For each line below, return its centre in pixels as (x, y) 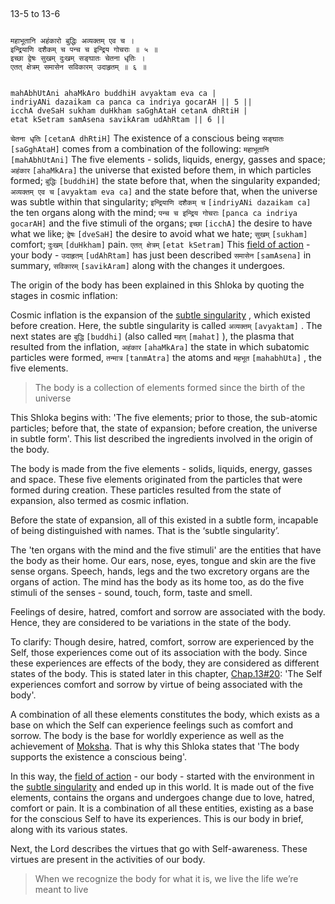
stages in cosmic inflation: (64, 296)
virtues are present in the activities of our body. (108, 860)
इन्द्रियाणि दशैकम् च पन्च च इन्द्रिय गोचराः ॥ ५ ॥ (84, 50)
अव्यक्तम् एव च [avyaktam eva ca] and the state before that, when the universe (164, 191)
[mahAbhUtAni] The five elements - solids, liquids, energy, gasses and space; (168, 160)
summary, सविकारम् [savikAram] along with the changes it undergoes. (148, 266)
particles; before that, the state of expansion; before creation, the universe (164, 428)
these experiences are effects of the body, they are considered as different (165, 663)
